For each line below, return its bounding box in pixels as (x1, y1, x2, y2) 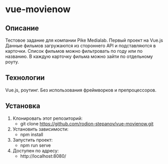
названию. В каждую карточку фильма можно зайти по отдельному (5, 53, 153, 59)
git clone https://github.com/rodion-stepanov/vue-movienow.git (20, 120, 154, 126)
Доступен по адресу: (12, 147, 59, 153)
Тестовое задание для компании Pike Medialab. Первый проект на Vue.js (5, 37, 163, 43)
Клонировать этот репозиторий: (12, 115, 83, 121)
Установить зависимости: (12, 126, 69, 132)
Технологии (5, 74, 45, 82)
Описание (5, 24, 39, 32)
